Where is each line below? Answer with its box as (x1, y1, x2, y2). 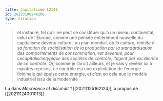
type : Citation (5, 16, 36, 21)
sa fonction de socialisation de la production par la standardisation (17, 45, 153, 51)
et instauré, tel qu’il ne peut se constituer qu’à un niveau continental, (17, 30, 155, 36)
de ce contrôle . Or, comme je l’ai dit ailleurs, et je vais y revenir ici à (17, 61, 152, 66)
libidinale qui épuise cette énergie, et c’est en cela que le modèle (17, 71, 147, 77)
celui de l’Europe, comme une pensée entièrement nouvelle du (17, 35, 143, 40)
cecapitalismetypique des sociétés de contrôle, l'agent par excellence (17, 56, 159, 61)
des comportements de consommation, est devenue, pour (17, 50, 134, 56)
